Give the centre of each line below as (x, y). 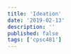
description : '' (31, 27)
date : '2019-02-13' (36, 20)
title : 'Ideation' (34, 14)
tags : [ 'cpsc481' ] (34, 40)
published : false (33, 33)
